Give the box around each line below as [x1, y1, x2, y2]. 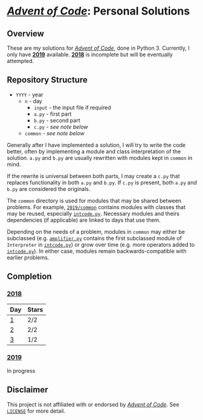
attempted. [7, 58, 34, 64]
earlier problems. [7, 253, 50, 261]
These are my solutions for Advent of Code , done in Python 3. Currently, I [7, 44, 190, 52]
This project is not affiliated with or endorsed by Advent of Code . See [7, 401, 179, 408]
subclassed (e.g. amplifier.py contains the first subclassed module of [7, 235, 182, 242]
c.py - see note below [33, 123, 88, 130]
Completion [7, 272, 52, 282]
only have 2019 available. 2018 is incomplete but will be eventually [7, 51, 173, 58]
